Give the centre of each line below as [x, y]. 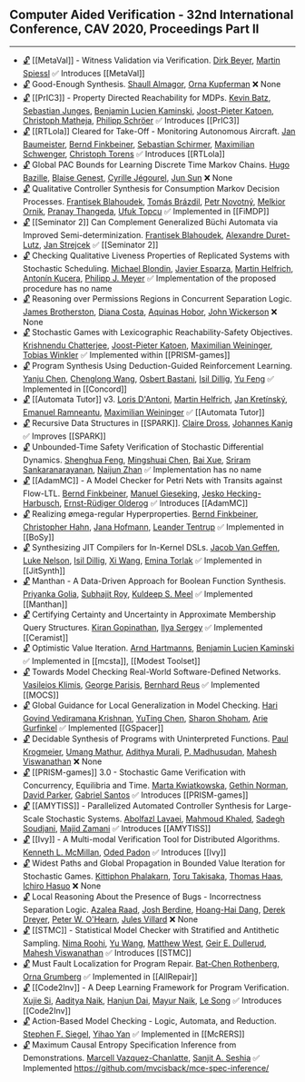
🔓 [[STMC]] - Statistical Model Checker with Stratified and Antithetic [151, 929]
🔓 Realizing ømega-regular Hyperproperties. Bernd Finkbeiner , [140, 513]
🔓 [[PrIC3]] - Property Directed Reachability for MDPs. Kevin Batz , [147, 97]
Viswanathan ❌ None [62, 761]
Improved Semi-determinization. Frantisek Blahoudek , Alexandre [143, 234]
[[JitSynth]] [44, 571]
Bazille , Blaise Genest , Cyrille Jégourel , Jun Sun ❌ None [128, 177]
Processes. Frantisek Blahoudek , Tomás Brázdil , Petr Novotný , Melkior [154, 201]
